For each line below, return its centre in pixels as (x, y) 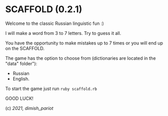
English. (21, 79)
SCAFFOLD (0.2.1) (44, 9)
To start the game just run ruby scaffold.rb (51, 88)
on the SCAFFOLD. (25, 48)
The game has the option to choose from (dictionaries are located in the (81, 58)
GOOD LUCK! (19, 98)
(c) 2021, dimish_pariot (29, 108)
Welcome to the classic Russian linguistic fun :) (55, 23)
